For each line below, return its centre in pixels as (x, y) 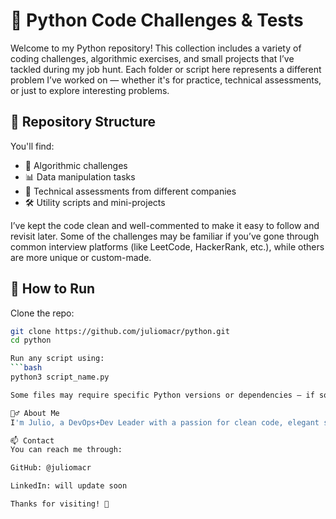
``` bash (26, 368)
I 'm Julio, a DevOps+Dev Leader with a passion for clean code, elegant (165, 422)
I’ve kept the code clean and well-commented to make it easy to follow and (165, 225)
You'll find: (32, 146)
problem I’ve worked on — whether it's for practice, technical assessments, (166, 80)
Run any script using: (57, 359)
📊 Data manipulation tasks (80, 176)
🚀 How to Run (53, 289)
